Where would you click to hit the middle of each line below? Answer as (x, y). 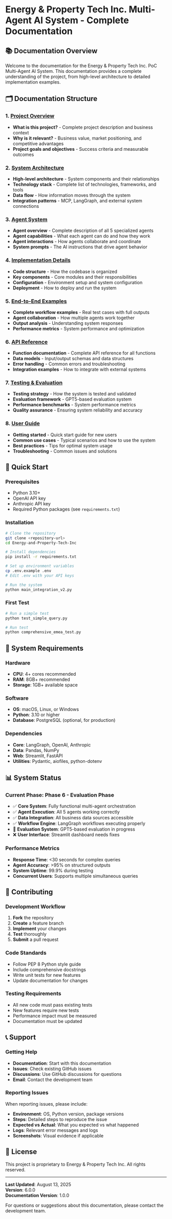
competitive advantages (38, 143)
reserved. (15, 1169)
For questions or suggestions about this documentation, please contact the (84, 1205)
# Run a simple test (27, 613)
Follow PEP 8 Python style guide (47, 964)
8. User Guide (23, 423)
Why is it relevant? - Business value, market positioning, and (77, 138)
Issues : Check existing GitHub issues (52, 1069)
